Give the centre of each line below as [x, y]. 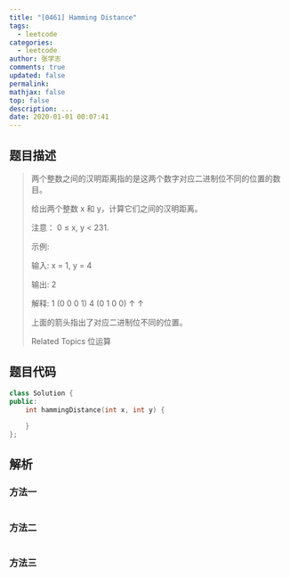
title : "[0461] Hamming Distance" [73, 17]
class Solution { [41, 393]
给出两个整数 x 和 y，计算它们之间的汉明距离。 [117, 208]
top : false [29, 100]
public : [24, 401]
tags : [19, 26]
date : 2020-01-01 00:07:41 [59, 117]
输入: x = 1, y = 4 [61, 265]
